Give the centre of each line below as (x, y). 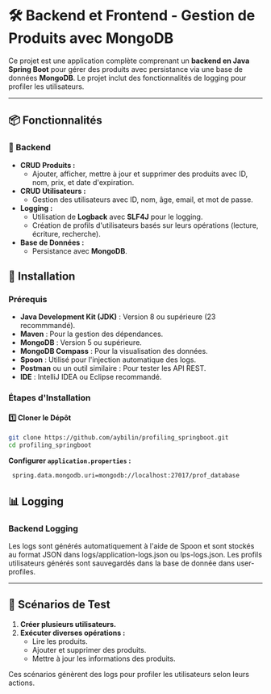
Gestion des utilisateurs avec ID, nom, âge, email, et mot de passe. (143, 200)
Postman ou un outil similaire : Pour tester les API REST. (113, 368)
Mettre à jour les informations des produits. (104, 658)
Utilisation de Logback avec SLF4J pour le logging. (117, 217)
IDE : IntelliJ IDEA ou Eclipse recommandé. (91, 377)
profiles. (22, 571)
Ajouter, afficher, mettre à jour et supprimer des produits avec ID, (140, 174)
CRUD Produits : (48, 165)
